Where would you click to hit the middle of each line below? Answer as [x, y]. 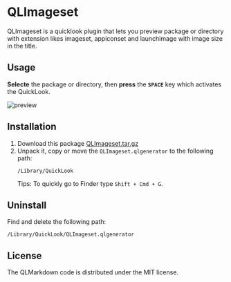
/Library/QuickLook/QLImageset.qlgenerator [71, 235]
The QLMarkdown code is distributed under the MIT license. [93, 272]
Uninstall [27, 205]
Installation [32, 127]
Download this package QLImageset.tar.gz [78, 143]
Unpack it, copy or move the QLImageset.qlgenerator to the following [115, 151]
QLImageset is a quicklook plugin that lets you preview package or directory [115, 31]
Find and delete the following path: [57, 222]
